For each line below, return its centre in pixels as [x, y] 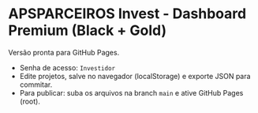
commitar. [36, 85]
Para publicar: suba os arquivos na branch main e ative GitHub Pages [131, 92]
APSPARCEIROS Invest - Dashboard [127, 14]
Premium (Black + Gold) [88, 30]
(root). [30, 101]
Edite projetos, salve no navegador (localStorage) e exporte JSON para [135, 76]
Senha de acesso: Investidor [67, 67]
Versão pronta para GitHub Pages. [64, 52]
